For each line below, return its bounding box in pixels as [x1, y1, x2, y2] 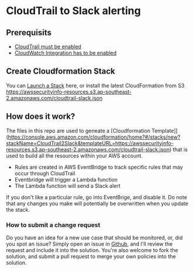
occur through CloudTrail [14, 169, 76, 177]
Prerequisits [6, 28, 52, 38]
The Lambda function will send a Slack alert [14, 182, 121, 189]
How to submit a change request [6, 220, 101, 229]
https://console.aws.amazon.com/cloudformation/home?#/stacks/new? [8, 133, 181, 140]
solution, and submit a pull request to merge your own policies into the [6, 253, 176, 260]
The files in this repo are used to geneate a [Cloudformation [6, 127, 151, 134]
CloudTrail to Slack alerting [6, 4, 141, 18]
